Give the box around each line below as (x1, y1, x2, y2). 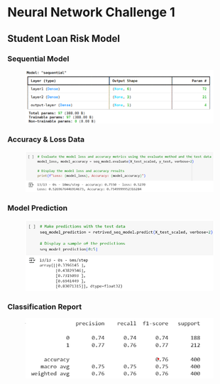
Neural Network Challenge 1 (7, 4, 175, 21)
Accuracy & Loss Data (7, 134, 85, 144)
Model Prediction (7, 203, 68, 213)
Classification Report (7, 302, 82, 312)
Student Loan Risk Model (7, 33, 121, 45)
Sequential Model (7, 54, 70, 64)
